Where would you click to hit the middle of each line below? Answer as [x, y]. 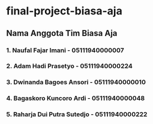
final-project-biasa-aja [64, 11]
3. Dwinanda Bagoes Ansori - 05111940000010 [76, 82]
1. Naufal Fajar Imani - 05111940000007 [65, 50]
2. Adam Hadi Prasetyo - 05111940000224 [70, 66]
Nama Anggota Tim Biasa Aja [62, 33]
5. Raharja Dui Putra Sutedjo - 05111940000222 [77, 114]
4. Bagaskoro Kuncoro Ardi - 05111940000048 [76, 98]
